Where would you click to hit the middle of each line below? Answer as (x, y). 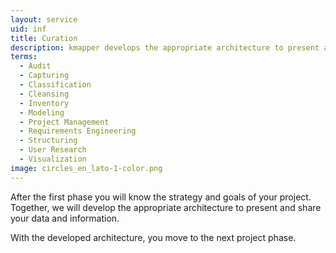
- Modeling (42, 112)
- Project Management (64, 122)
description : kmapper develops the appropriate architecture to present (165, 47)
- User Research (53, 150)
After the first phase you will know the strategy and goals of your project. (161, 197)
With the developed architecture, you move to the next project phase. (153, 237)
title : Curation (44, 38)
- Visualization (53, 159)
